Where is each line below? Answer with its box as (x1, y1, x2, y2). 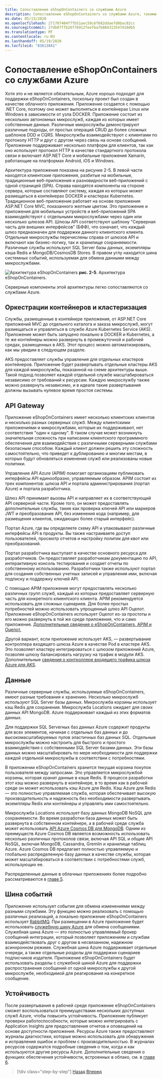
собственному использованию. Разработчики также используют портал (5, 565, 156, 571)
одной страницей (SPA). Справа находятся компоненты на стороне (5, 183, 145, 188)
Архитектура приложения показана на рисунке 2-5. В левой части (5, 167, 143, 173)
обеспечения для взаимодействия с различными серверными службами (5, 440, 157, 446)
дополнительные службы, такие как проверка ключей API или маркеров (5, 506, 156, 512)
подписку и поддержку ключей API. (5, 576, 79, 582)
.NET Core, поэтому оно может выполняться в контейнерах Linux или (5, 106, 149, 112)
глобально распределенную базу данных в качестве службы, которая (5, 851, 151, 857)
